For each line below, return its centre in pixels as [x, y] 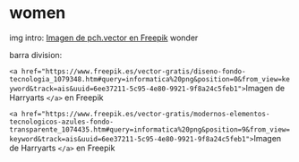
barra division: [36, 55]
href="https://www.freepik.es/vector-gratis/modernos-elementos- [145, 114]
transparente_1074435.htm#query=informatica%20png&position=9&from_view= [150, 129]
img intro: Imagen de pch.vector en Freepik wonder [104, 38]
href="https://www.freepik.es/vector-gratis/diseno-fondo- [133, 71]
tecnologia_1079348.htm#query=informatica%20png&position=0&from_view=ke [150, 79]
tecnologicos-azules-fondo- [62, 122]
